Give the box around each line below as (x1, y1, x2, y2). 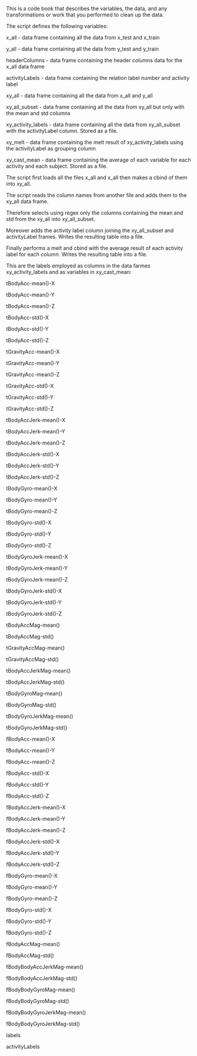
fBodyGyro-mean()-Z (6, 895, 58, 902)
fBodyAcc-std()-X (6, 770, 49, 777)
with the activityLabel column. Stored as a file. (6, 128, 118, 134)
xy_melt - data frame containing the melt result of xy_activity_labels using (6, 139, 183, 146)
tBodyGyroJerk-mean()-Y (6, 564, 68, 572)
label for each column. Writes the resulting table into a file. (6, 251, 148, 258)
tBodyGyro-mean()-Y (6, 496, 58, 503)
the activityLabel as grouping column (6, 145, 96, 152)
